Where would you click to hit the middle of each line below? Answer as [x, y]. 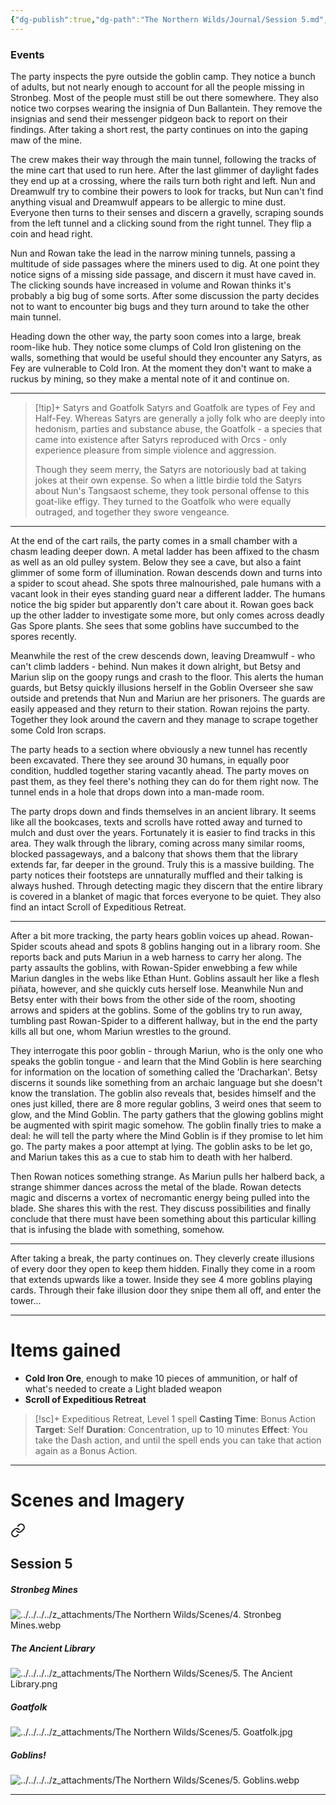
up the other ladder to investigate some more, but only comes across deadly [167, 615]
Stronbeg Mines [44, 1589]
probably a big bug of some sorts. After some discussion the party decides [165, 295]
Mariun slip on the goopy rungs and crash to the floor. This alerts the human [167, 677]
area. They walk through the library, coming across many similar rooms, [158, 843]
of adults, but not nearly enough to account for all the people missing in [157, 87]
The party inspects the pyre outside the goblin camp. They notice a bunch [163, 76]
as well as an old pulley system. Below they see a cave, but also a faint [156, 562]
